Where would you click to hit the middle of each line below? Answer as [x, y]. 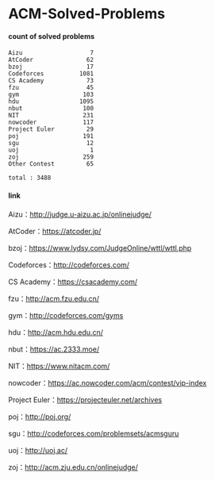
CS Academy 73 [51, 81]
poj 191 [51, 136]
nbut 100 [51, 109]
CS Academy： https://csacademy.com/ [73, 282]
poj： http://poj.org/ [40, 417]
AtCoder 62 [51, 60]
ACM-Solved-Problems [86, 14]
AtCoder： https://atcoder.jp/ [55, 231]
